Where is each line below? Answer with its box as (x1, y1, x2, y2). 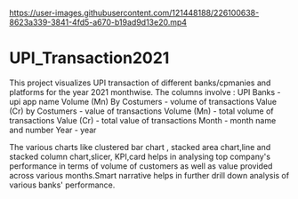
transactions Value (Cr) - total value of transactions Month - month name (9, 115, 277, 125)
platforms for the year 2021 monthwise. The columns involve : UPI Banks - (9, 86, 282, 97)
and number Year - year (9, 124, 97, 135)
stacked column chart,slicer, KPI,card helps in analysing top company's (9, 151, 271, 162)
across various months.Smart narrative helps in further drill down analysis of (9, 170, 290, 180)
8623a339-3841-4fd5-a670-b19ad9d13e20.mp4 (9, 17, 188, 28)
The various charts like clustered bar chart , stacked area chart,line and (9, 141, 271, 152)
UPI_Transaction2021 (9, 48, 170, 68)
